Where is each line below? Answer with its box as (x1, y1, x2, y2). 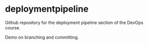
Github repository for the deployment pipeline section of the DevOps (5, 20, 144, 25)
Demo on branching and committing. (5, 34, 79, 40)
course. (5, 24, 21, 30)
